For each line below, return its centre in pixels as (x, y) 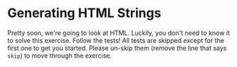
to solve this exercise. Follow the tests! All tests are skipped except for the (116, 40)
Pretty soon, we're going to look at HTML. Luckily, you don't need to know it (118, 33)
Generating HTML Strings (84, 13)
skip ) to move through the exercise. (60, 56)
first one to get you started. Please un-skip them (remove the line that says (117, 48)
